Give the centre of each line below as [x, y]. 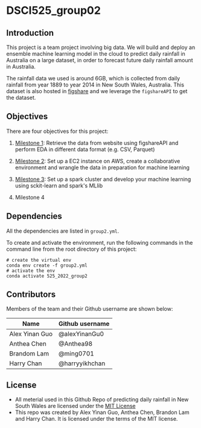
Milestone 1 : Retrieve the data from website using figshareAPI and [97, 143]
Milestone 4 [30, 197]
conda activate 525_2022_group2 [47, 276]
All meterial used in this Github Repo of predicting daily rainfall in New [102, 400]
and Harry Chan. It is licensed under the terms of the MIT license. [96, 419]
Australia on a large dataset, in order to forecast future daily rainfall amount [100, 60]
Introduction [30, 33]
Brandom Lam [29, 354]
